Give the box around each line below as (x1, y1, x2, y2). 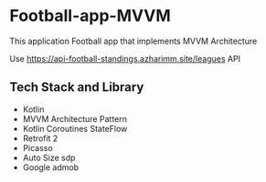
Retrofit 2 (22, 133, 59, 144)
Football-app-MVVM (9, 5, 171, 26)
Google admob (22, 161, 80, 173)
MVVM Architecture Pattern (22, 113, 128, 124)
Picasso (22, 142, 53, 153)
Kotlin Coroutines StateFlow (22, 123, 128, 134)
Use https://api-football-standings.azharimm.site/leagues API (9, 53, 240, 64)
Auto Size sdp (22, 152, 76, 163)
